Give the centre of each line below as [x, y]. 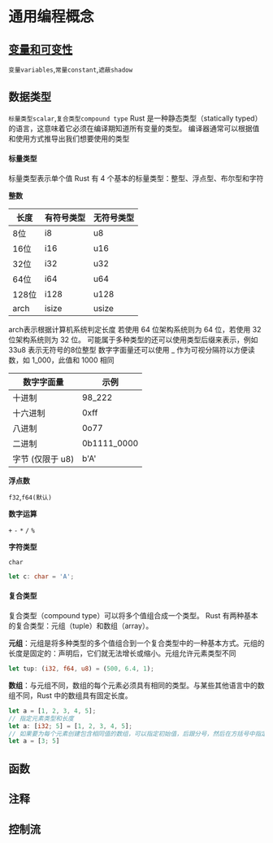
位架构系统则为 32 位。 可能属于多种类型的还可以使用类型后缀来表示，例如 [133, 340]
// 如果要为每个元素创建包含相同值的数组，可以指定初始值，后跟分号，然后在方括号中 [132, 734]
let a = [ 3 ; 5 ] [34, 741]
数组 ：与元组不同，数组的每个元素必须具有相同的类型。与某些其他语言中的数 [136, 685]
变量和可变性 [41, 49]
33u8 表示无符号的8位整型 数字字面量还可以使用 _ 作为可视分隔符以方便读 [132, 350]
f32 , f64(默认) [30, 497]
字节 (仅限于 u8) [43, 459]
